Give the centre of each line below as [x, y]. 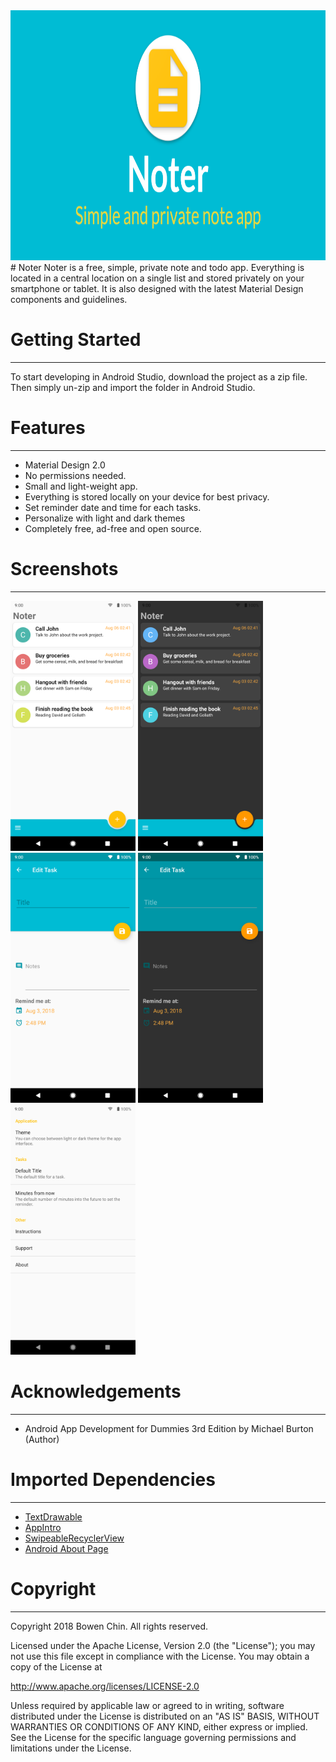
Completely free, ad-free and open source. [113, 528]
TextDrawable [53, 1516]
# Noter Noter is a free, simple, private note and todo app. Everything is [157, 267]
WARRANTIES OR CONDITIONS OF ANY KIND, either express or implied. [159, 1726]
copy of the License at [56, 1666]
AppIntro [43, 1527]
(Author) [42, 1439]
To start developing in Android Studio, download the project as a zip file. [159, 376]
